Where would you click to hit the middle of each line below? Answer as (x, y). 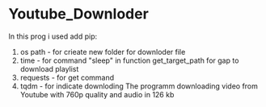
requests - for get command (67, 77)
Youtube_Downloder (79, 14)
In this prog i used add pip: (53, 36)
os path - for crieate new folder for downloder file (103, 51)
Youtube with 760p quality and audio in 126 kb (97, 94)
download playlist (49, 68)
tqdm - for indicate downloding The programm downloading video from (139, 86)
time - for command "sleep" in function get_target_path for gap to (129, 60)
